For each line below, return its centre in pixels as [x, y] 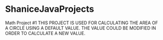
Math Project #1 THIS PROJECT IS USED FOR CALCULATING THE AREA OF [81, 23]
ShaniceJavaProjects [50, 9]
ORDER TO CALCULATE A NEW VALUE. [45, 33]
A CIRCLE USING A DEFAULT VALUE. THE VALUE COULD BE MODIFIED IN [81, 28]
